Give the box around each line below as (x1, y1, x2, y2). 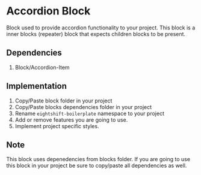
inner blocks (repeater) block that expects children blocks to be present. (6, 30, 185, 37)
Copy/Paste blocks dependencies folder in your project (14, 103, 152, 110)
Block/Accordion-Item (14, 64, 70, 71)
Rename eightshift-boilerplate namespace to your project (14, 110, 164, 117)
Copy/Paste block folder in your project (14, 97, 113, 104)
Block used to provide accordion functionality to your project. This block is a (6, 24, 196, 31)
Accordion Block (6, 4, 91, 18)
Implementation (6, 81, 67, 91)
